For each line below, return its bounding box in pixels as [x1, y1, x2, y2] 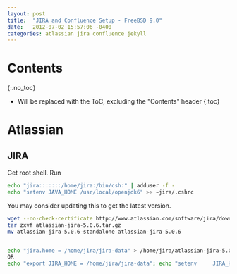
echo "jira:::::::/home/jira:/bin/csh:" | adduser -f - [7, 182, 175, 189]
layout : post [7, 10, 46, 18]
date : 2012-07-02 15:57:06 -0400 [7, 23, 112, 30]
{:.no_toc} [7, 84, 36, 92]
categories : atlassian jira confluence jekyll [7, 30, 147, 37]
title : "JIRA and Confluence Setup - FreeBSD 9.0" [7, 17, 162, 24]
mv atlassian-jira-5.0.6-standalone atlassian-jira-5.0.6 [7, 228, 181, 235]
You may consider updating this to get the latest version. [7, 201, 171, 210]
